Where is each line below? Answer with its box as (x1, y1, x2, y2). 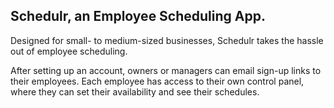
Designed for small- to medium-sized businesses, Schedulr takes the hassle (10, 34, 324, 46)
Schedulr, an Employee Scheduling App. (10, 8, 266, 25)
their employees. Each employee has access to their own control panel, (10, 75, 305, 87)
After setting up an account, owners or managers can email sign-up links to (10, 64, 322, 76)
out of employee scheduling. (10, 45, 128, 57)
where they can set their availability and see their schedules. (10, 85, 260, 98)
